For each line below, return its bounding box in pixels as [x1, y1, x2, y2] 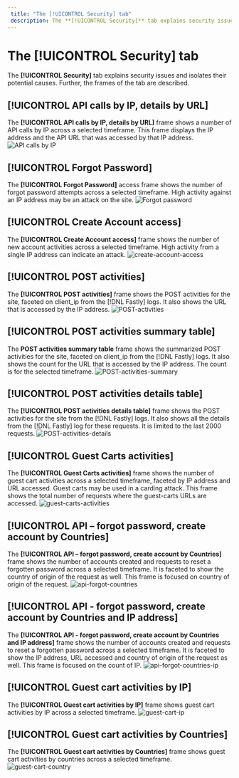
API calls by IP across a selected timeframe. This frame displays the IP [7, 126, 213, 135]
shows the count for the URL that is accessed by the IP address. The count [7, 359, 227, 368]
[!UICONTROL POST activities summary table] [7, 325, 216, 338]
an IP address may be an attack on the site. [7, 196, 134, 204]
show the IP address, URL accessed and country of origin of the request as [7, 653, 228, 662]
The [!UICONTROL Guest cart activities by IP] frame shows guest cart [7, 700, 215, 709]
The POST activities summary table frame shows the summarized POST [7, 345, 221, 353]
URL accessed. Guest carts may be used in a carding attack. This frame [7, 484, 218, 493]
